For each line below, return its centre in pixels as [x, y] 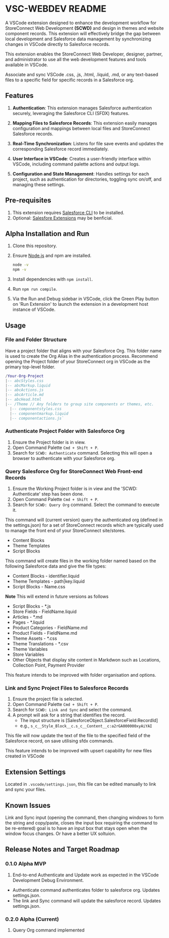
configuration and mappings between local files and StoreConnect [81, 128]
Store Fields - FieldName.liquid [45, 612]
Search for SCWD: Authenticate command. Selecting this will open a [82, 453]
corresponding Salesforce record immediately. [61, 149]
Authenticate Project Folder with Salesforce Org [65, 431]
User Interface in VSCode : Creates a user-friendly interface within [81, 158]
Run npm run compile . [35, 289]
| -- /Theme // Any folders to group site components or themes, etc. [80, 404]
